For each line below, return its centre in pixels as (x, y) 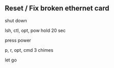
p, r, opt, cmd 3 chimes (29, 50)
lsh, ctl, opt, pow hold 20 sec (35, 30)
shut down (16, 20)
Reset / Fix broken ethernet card (57, 8)
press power (18, 40)
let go (11, 60)
